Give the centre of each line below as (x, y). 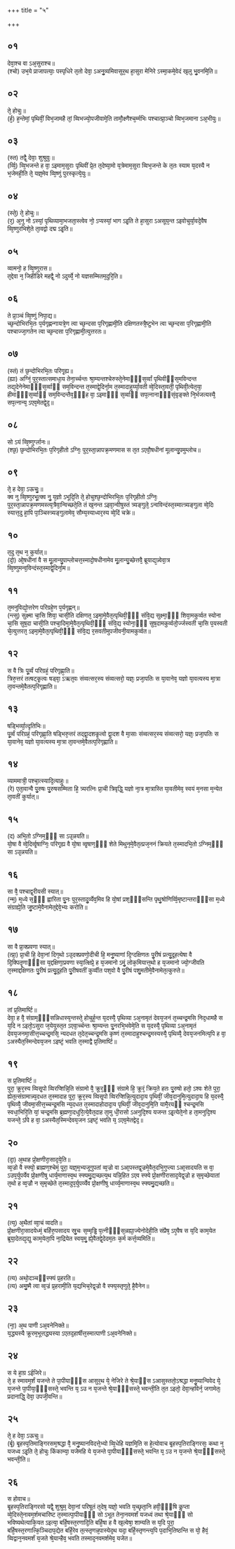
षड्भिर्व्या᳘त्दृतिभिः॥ (26, 725)
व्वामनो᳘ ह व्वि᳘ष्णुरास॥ (29, 268)
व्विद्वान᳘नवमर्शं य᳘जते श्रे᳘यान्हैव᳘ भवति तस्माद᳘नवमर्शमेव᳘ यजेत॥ (70, 1538)
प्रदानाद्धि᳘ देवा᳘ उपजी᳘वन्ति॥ (35, 1396)
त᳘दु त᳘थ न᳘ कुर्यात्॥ (27, 552)
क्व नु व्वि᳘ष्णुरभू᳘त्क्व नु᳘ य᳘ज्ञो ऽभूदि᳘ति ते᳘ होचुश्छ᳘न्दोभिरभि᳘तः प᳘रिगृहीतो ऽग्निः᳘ (82, 497)
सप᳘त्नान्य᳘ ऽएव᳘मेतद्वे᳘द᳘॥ (31, 402)
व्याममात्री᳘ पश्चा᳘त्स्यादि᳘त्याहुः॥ (38, 781)
